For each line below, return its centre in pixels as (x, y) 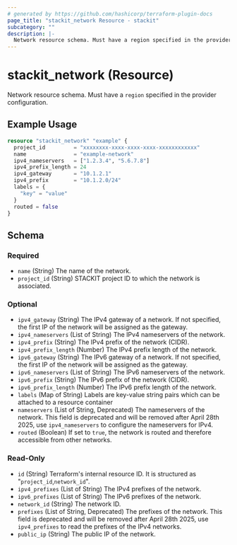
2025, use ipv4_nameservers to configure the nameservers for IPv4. (115, 425)
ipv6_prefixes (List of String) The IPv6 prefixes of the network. (109, 496)
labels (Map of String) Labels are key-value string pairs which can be (119, 395)
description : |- (31, 34)
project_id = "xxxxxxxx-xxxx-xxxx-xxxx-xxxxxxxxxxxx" (107, 147)
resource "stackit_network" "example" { (68, 141)
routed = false (36, 207)
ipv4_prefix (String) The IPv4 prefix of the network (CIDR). (103, 342)
